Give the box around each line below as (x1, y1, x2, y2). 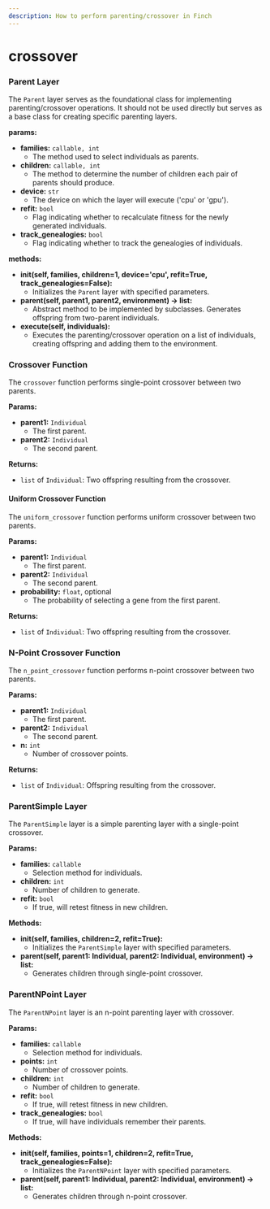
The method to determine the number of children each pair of (32, 169, 238, 179)
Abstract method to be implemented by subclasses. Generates (32, 304, 242, 314)
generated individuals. (32, 221, 107, 231)
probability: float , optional (19, 586, 112, 596)
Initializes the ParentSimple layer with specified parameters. (32, 942, 232, 952)
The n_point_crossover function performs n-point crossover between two (8, 665, 255, 675)
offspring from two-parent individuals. (32, 313, 160, 323)
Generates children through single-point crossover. (32, 968, 204, 978)
